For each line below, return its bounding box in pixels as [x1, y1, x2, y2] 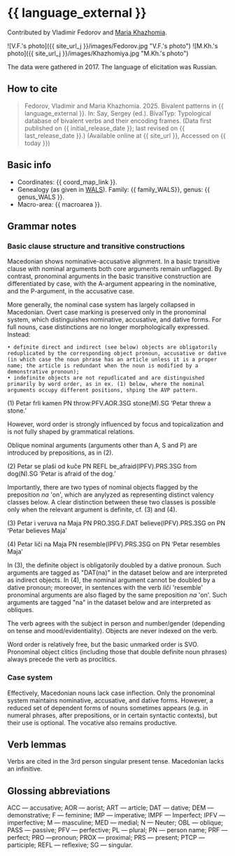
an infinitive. [7, 765, 43, 773]
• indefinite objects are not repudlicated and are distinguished [7, 375, 205, 382]
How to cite [7, 83, 58, 95]
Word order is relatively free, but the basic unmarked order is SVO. [7, 640, 199, 649]
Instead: [7, 331, 31, 339]
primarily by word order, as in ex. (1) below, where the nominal [7, 380, 205, 388]
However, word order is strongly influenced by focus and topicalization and [7, 420, 224, 429]
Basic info [7, 159, 52, 171]
